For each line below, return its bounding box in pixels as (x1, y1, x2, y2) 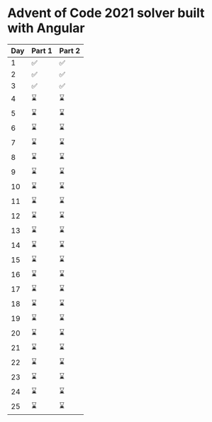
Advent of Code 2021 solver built (7, 5, 205, 21)
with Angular (7, 20, 85, 36)
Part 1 (31, 45, 52, 55)
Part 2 (59, 45, 80, 55)
